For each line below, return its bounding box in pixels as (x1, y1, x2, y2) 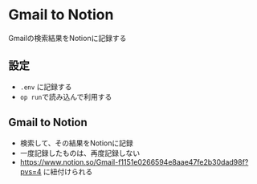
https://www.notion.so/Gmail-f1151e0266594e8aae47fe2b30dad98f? (19, 157, 249, 166)
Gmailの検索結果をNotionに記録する (8, 33, 127, 43)
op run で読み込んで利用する (19, 92, 112, 101)
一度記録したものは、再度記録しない (19, 148, 141, 157)
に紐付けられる (43, 166, 93, 176)
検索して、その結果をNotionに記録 (19, 138, 134, 148)
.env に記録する (19, 82, 72, 92)
